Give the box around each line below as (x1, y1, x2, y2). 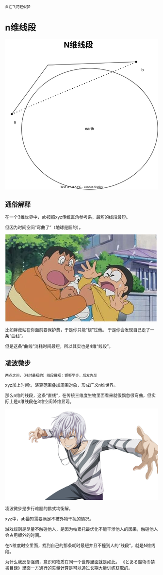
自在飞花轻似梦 (5, 4, 31, 9)
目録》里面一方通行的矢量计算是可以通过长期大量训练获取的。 (9, 565, 132, 571)
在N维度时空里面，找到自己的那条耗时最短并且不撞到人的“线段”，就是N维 (5, 542, 151, 548)
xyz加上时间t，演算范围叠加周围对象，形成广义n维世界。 (5, 382, 118, 388)
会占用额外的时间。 (5, 532, 44, 538)
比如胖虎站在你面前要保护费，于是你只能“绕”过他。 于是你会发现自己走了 (5, 327, 150, 333)
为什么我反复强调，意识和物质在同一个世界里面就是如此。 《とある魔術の (5, 559, 151, 564)
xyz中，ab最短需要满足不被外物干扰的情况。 (5, 516, 94, 522)
